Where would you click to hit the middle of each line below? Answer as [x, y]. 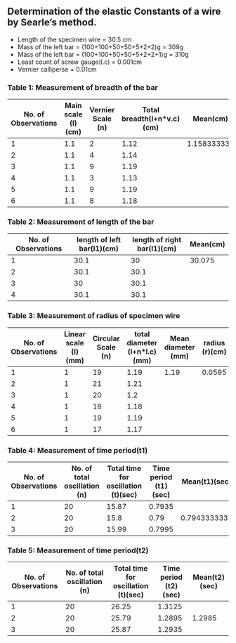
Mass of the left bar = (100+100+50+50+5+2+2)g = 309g [100, 47]
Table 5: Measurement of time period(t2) [78, 550]
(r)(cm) [214, 352]
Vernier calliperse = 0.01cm [57, 69]
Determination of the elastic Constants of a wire [114, 12]
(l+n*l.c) [142, 352]
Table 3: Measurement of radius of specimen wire [94, 316]
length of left [99, 240]
